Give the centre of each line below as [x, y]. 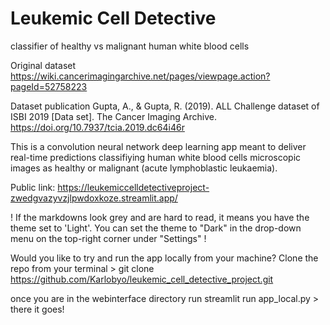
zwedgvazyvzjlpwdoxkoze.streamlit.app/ [94, 198]
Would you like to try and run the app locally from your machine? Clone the [164, 258]
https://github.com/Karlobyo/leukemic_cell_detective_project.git [142, 279]
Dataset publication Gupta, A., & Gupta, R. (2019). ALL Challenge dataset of [165, 106]
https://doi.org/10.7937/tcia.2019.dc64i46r [97, 127]
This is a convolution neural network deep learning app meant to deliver [158, 146]
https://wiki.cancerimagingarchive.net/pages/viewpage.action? [140, 76]
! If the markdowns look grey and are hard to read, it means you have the [160, 217]
